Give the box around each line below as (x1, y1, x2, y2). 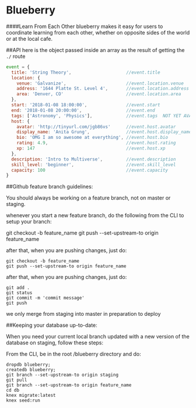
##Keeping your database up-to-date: (6, 322, 97, 329)
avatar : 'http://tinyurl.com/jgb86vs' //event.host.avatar (16, 124, 176, 130)
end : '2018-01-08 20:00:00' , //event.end (11, 107, 156, 113)
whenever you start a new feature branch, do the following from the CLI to (6, 212, 184, 219)
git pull (6, 377, 27, 383)
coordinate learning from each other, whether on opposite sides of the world (6, 29, 190, 36)
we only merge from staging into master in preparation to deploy (6, 311, 161, 318)
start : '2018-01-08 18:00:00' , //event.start (11, 102, 160, 108)
